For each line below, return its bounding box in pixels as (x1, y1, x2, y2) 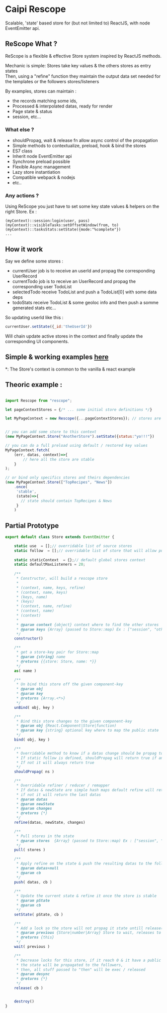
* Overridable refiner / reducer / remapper (16, 783, 110, 788)
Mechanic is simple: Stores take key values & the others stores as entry (5, 62, 151, 68)
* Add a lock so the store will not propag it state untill (16, 925, 143, 931)
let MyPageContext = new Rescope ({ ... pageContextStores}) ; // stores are (5, 416, 162, 421)
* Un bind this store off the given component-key (16, 682, 123, 687)
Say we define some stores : (5, 258, 64, 264)
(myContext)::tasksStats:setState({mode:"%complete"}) (5, 227, 121, 232)
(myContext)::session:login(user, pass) (5, 218, 90, 224)
